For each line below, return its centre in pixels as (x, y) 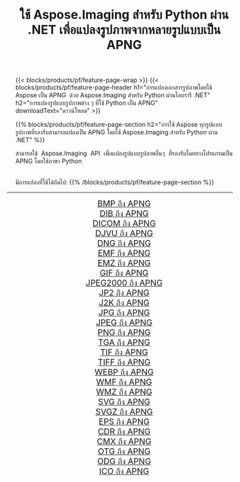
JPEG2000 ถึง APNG (124, 283)
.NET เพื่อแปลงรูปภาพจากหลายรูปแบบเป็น (124, 30)
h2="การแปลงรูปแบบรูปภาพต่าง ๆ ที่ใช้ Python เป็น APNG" (87, 103)
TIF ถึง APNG (124, 352)
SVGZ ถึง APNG (124, 412)
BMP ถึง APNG (124, 204)
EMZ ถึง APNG (124, 263)
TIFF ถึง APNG (124, 363)
